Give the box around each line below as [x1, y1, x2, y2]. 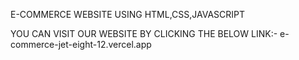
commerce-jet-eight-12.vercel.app [10, 39, 152, 50]
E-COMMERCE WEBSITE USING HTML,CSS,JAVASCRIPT [10, 9, 246, 20]
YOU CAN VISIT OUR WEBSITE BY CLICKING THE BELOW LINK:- [10, 28, 278, 39]
